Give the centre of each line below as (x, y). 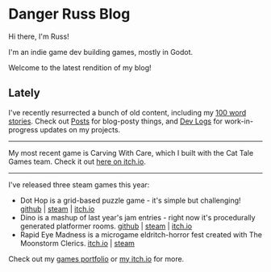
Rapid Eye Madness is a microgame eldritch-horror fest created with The (141, 234)
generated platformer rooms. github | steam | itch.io (106, 226)
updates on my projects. (80, 129)
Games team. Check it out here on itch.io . (77, 161)
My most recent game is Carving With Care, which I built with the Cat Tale (131, 153)
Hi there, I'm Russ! (39, 36)
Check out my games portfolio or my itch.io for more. (96, 258)
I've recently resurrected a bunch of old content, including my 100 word (127, 112)
